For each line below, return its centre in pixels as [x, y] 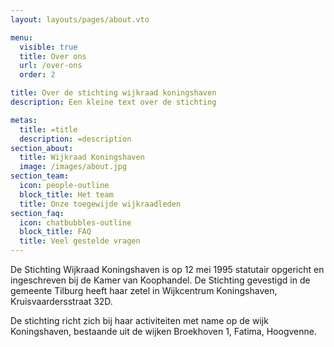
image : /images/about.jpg [73, 167]
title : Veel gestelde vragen [80, 241]
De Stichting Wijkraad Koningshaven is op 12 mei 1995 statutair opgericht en [167, 269]
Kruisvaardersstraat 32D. [61, 301]
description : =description [75, 139]
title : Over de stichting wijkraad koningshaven [113, 93]
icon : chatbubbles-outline [75, 222]
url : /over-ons [51, 66]
